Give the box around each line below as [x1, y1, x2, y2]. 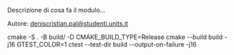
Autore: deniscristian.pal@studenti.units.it [7, 19, 129, 27]
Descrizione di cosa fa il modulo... [7, 6, 105, 14]
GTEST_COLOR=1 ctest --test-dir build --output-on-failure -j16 [16, 40, 197, 48]
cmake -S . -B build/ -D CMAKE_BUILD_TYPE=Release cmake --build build [7, 33, 223, 41]
